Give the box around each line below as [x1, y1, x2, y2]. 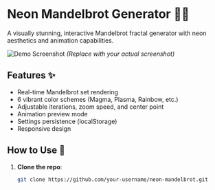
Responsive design [16, 124, 71, 133]
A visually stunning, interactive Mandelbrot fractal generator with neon [7, 29, 207, 37]
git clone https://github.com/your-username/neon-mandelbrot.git [16, 176, 208, 183]
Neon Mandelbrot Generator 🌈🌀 [7, 6, 190, 22]
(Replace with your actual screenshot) [66, 50, 175, 58]
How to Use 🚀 [7, 145, 65, 156]
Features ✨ [7, 70, 56, 81]
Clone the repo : [16, 162, 63, 171]
